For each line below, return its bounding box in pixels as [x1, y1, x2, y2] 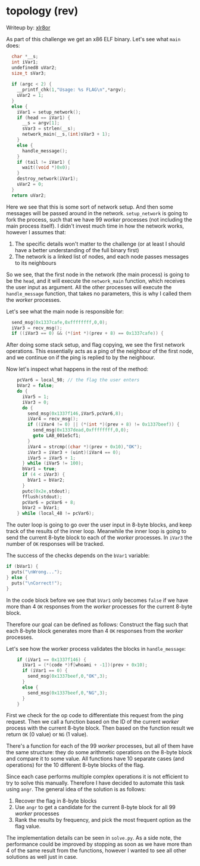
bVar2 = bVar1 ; [21, 505, 60, 511]
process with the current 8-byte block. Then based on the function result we [6, 724, 194, 732]
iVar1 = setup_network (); [17, 109, 82, 115]
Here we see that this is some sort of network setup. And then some [6, 203, 174, 210]
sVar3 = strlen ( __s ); [21, 126, 76, 132]
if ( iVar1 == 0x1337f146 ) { [17, 656, 86, 663]
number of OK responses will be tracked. [6, 540, 105, 547]
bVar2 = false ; [17, 382, 55, 389]
